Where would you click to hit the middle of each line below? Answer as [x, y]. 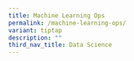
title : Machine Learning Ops [57, 15]
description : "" [35, 38]
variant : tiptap [35, 30]
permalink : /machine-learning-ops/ [67, 23]
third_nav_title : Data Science [60, 45]
